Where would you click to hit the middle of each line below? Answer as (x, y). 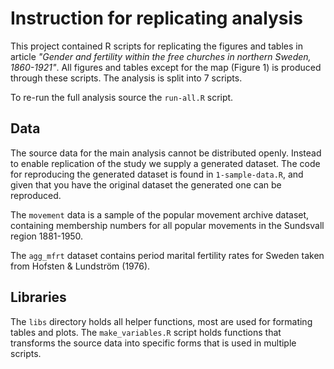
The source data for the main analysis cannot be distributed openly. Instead (166, 153)
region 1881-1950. (47, 236)
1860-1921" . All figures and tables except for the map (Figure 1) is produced (166, 67)
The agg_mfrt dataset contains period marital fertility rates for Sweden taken (167, 255)
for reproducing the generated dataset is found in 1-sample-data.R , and (157, 174)
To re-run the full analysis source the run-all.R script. (122, 97)
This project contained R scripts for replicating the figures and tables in (156, 46)
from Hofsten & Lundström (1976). (80, 266)
